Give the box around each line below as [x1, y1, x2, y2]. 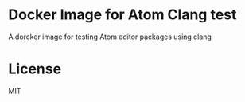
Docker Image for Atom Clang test [8, 6, 237, 24]
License [8, 60, 62, 78]
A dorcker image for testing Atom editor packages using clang [8, 32, 212, 41]
